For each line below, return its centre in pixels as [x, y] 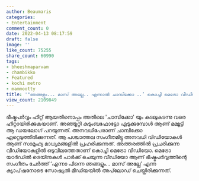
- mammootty [21, 89]
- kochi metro [24, 84]
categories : [21, 17]
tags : [13, 61]
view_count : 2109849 [32, 100]
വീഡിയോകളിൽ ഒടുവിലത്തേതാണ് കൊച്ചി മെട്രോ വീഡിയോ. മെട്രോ [89, 150]
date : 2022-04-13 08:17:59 [39, 34]
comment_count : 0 [28, 28]
